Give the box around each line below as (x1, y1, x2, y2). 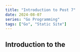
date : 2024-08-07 (5, 12, 42, 17)
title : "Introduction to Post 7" (5, 7, 76, 13)
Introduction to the (5, 40, 66, 48)
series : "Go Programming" (5, 17, 60, 22)
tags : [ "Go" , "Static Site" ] (5, 21, 67, 27)
